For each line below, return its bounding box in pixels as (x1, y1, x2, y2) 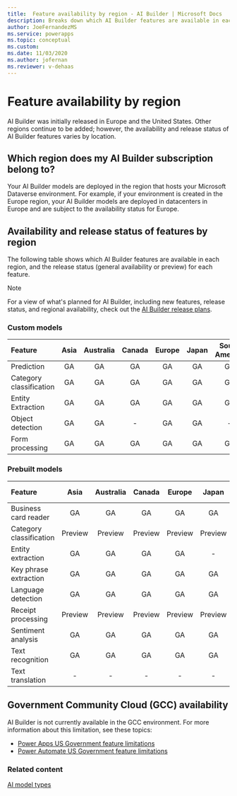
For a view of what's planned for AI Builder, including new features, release (7, 298, 226, 306)
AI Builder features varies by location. (7, 132, 116, 140)
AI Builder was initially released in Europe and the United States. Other (7, 117, 212, 125)
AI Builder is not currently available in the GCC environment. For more (7, 717, 209, 726)
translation (11, 675, 47, 685)
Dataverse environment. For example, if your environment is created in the (7, 190, 224, 198)
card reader (11, 512, 50, 522)
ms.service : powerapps (7, 30, 74, 38)
